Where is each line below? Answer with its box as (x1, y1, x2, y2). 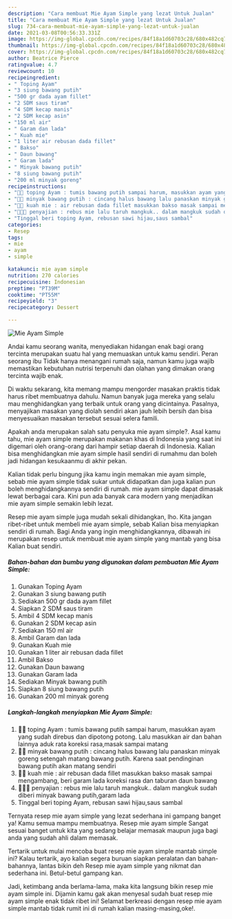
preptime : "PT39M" (8, 285, 61, 292)
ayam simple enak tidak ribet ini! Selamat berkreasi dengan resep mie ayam (8, 896, 222, 905)
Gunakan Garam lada (17, 670, 78, 678)
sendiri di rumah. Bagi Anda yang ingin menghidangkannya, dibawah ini (8, 527, 211, 536)
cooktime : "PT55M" (8, 291, 61, 298)
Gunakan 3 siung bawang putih (17, 589, 107, 598)
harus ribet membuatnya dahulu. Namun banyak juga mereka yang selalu (8, 392, 215, 400)
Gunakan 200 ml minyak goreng (17, 692, 109, 700)
